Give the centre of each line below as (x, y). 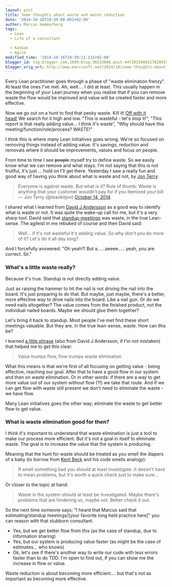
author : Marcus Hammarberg (34, 24)
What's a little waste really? (40, 268)
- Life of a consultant (35, 39)
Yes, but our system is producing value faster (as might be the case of (87, 541)
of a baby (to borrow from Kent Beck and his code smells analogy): (76, 459)
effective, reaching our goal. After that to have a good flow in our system (82, 372)
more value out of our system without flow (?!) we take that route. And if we (85, 382)
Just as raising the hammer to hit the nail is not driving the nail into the (79, 288)
